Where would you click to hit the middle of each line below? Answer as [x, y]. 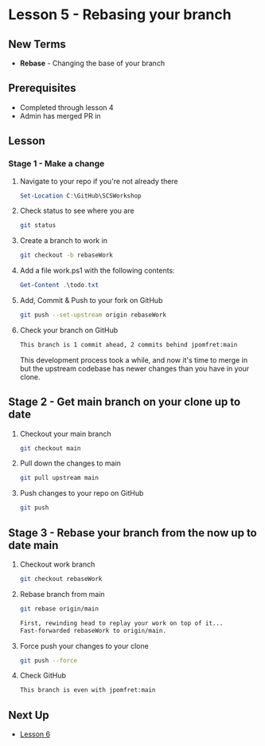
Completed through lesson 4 [66, 107]
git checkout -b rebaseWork [66, 255]
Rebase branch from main [62, 594]
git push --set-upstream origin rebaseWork [93, 315]
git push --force [49, 660]
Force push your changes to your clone [84, 646]
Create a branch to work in [63, 241]
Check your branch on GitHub [69, 330]
